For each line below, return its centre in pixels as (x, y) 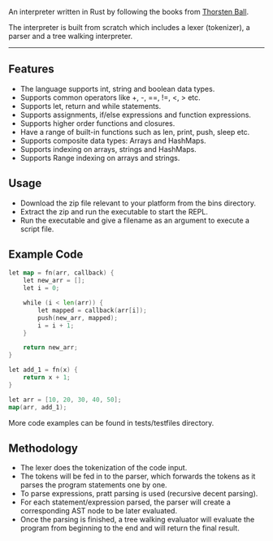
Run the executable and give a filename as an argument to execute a (135, 220)
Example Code (46, 255)
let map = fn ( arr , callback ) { (61, 273)
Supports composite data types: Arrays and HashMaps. (113, 141)
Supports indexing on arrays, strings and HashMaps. (108, 149)
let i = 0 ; (41, 288)
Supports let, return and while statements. (91, 106)
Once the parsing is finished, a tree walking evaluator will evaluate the (137, 520)
